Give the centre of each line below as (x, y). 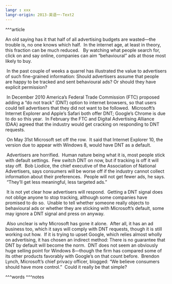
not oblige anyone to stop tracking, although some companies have (76, 197)
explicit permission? (26, 87)
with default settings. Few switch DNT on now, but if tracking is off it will (82, 160)
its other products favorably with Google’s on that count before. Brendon (82, 256)
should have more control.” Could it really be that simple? (66, 267)
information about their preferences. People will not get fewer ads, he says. (85, 176)
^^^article (15, 29)
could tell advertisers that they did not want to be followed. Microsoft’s (80, 108)
